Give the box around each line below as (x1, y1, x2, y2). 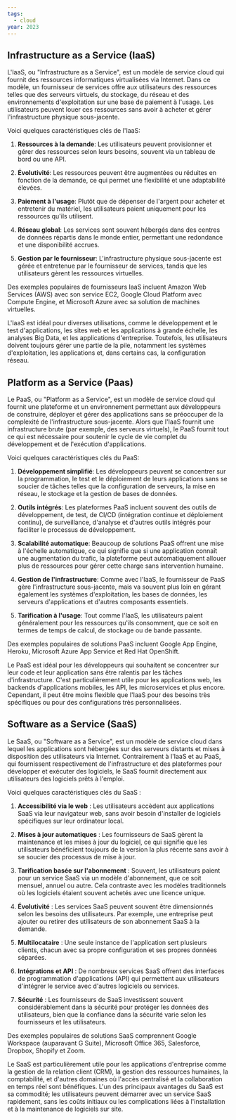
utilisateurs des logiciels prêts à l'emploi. (7, 774, 125, 783)
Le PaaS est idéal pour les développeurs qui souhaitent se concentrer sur (7, 661, 220, 669)
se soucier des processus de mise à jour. (17, 852, 136, 861)
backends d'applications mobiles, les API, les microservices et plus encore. (7, 683, 225, 691)
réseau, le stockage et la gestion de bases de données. (17, 490, 178, 497)
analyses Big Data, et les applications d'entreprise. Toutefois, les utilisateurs (7, 334, 228, 342)
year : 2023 (7, 23, 39, 30)
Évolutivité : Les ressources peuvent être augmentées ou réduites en (17, 169, 216, 177)
